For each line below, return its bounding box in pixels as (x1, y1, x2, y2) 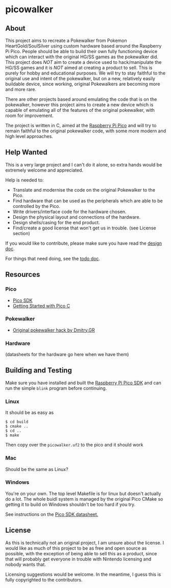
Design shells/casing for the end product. (12, 219, 100, 225)
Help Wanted (5, 148, 47, 157)
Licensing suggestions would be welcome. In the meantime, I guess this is (5, 571, 161, 577)
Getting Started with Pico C (12, 302, 70, 309)
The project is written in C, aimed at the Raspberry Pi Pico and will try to (5, 123, 157, 128)
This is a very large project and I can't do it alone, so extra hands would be (5, 161, 162, 168)
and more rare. (5, 86, 37, 92)
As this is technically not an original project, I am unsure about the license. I (5, 539, 164, 546)
